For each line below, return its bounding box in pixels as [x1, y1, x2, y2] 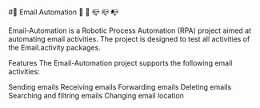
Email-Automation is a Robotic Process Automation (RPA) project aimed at [8, 26, 252, 35]
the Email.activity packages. [8, 43, 102, 52]
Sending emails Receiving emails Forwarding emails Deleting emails [8, 82, 232, 91]
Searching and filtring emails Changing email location [8, 91, 184, 100]
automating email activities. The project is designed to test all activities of [8, 34, 250, 43]
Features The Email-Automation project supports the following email [8, 58, 233, 67]
